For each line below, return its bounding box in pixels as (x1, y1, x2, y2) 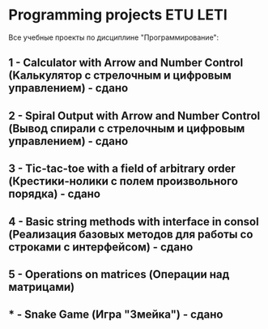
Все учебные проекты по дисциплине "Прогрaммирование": (8, 32, 219, 42)
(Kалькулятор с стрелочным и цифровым (8, 69, 232, 83)
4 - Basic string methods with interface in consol (8, 215, 259, 229)
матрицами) (8, 280, 75, 293)
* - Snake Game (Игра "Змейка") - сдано (8, 308, 223, 322)
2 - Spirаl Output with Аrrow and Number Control (8, 109, 261, 122)
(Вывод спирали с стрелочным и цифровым (8, 122, 245, 135)
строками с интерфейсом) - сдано (8, 240, 194, 254)
